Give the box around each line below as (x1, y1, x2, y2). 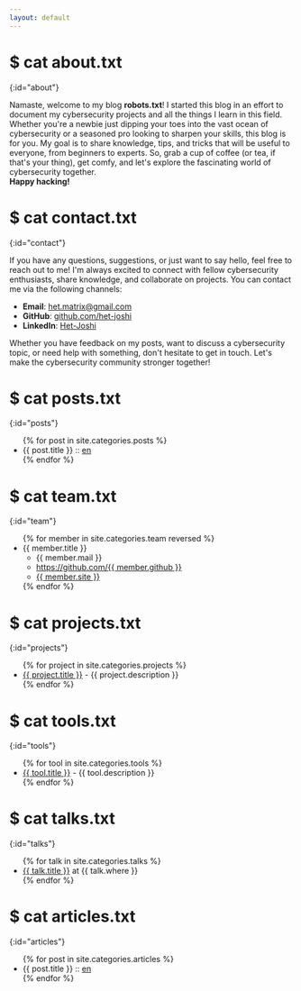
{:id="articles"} (9, 936, 66, 947)
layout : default (9, 13, 70, 23)
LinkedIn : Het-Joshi (22, 320, 96, 331)
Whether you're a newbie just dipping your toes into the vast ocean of (9, 118, 269, 129)
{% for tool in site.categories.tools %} (22, 758, 163, 768)
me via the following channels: (9, 283, 123, 294)
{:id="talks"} (9, 839, 56, 850)
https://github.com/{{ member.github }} (35, 562, 182, 573)
